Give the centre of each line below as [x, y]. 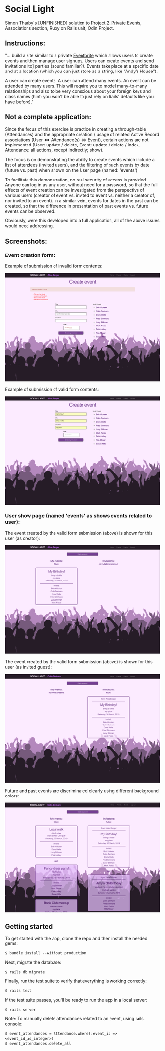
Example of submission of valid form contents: [52, 389]
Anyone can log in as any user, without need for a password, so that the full [82, 185]
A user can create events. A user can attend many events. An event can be [81, 80]
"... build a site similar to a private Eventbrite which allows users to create [79, 55]
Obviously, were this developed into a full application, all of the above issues [82, 220]
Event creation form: [30, 255]
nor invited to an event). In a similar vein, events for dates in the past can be [82, 200]
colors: [12, 796]
